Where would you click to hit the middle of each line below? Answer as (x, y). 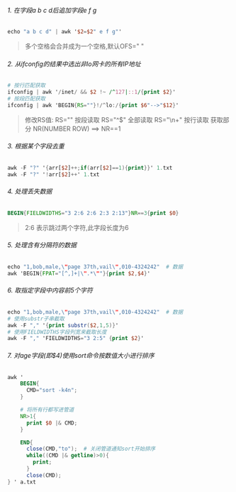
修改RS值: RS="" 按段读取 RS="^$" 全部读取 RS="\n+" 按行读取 (117, 119)
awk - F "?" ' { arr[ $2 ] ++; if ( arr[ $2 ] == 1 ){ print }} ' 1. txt (90, 168)
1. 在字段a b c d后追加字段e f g (52, 10)
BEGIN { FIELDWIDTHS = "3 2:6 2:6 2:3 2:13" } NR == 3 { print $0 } (93, 213)
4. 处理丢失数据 (30, 192)
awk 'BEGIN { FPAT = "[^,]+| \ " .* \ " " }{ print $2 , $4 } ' (79, 273)
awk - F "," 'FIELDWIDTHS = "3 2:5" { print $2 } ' (75, 339)
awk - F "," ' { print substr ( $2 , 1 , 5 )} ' (63, 325)
